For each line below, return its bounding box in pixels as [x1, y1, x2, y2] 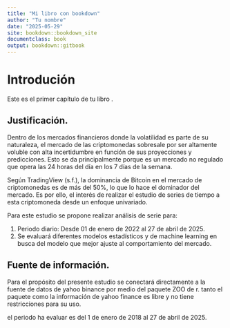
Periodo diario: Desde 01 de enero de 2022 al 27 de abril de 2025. [17, 224, 205, 233]
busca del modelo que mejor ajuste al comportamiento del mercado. [17, 239, 212, 247]
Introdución [7, 72, 76, 88]
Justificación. [7, 115, 68, 126]
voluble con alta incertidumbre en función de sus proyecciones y [7, 148, 192, 156]
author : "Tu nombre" [7, 17, 67, 23]
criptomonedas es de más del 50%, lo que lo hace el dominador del [7, 183, 200, 191]
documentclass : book [7, 36, 67, 43]
